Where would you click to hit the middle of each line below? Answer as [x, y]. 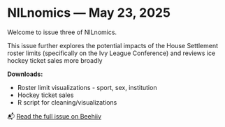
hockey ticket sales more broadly [55, 60]
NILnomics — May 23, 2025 [89, 13]
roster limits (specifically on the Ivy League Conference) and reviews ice [111, 53]
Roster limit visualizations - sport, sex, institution [87, 87]
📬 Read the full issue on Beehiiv [55, 116]
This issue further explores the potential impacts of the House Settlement [113, 45]
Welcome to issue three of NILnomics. [62, 32]
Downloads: [25, 74]
